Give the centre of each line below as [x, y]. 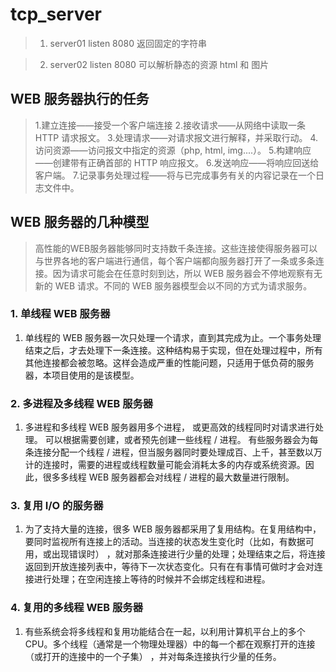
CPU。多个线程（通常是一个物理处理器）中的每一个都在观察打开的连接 [170, 644]
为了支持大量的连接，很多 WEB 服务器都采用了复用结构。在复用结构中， [173, 529]
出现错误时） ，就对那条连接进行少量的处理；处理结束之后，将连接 [188, 554]
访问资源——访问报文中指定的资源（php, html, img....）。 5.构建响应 [173, 150]
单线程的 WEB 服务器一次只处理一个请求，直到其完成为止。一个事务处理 [173, 337]
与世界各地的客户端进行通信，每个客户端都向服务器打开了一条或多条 [175, 260]
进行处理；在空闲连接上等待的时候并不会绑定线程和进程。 [152, 579]
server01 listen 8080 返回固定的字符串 [128, 43]
